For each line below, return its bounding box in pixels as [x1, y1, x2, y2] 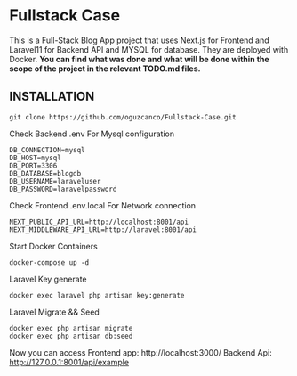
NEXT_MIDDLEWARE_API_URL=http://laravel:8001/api [9, 225, 197, 234]
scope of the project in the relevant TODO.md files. [9, 63, 201, 74]
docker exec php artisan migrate [9, 323, 133, 332]
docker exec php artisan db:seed [9, 331, 133, 340]
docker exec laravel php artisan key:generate [9, 290, 185, 299]
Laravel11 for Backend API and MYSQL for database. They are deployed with [9, 44, 289, 54]
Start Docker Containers [9, 241, 98, 251]
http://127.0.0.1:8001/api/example [9, 356, 130, 367]
